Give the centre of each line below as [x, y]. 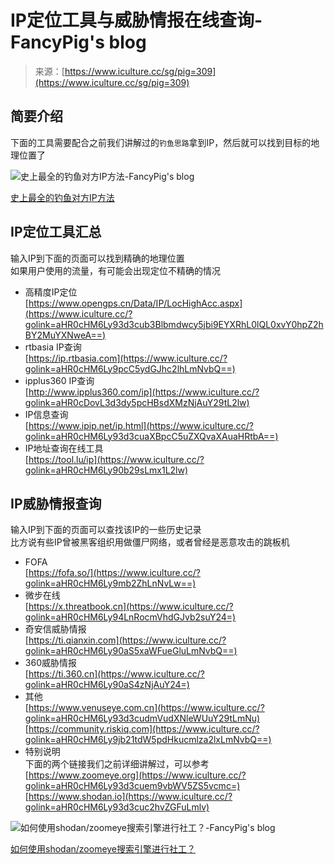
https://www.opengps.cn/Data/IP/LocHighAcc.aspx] [135, 303]
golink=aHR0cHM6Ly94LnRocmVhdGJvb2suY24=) [130, 617]
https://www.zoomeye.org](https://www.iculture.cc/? [137, 775]
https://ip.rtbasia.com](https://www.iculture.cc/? [128, 358]
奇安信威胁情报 [55, 629]
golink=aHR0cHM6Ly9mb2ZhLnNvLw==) [110, 583]
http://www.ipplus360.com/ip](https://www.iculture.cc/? [144, 392]
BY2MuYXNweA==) [65, 335]
